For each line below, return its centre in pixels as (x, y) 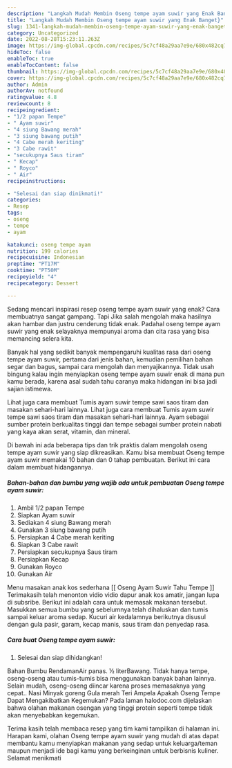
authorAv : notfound (35, 91)
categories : (24, 200)
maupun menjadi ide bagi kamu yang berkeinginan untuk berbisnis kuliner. (113, 750)
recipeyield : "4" (32, 277)
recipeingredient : (33, 110)
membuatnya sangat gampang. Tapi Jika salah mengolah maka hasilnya (109, 316)
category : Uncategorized (43, 33)
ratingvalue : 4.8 (32, 98)
